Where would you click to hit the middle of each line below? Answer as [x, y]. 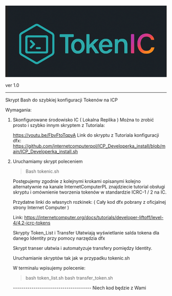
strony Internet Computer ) [41, 207]
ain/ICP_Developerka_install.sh [45, 151]
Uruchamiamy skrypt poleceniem [48, 161]
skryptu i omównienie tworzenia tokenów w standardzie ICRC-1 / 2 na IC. [90, 192]
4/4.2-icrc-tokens [31, 223]
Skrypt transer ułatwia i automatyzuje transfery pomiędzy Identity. [82, 248]
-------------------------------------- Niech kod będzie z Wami [79, 288]
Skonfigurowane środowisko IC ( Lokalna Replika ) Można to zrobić [83, 120]
